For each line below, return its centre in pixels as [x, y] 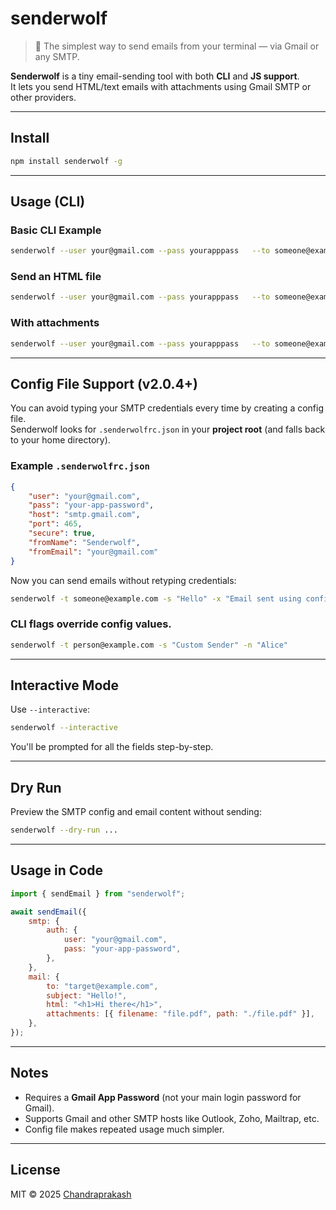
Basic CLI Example [56, 230]
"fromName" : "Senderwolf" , [84, 542]
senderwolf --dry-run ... [64, 830]
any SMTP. [57, 56]
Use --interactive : [50, 709]
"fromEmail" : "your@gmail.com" [93, 552]
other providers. [43, 97]
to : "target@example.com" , [102, 986]
